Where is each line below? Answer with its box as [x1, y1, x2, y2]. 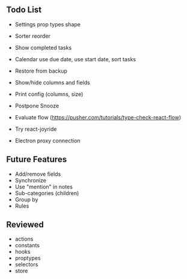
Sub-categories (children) [14, 189, 79, 197]
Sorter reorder [14, 32, 51, 40]
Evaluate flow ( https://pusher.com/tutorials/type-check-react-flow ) [14, 113, 182, 121]
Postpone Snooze [14, 102, 59, 109]
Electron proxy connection [14, 137, 81, 144]
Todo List [6, 5, 42, 15]
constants [14, 242, 40, 249]
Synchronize [14, 176, 46, 184]
